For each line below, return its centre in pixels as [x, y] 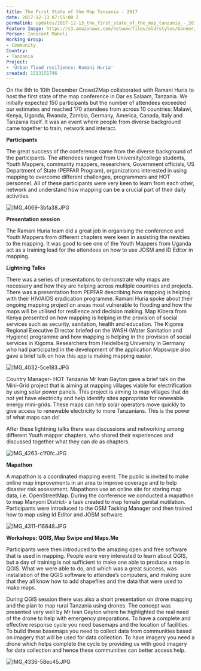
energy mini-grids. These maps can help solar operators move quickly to [96, 404]
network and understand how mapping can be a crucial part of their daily [96, 190]
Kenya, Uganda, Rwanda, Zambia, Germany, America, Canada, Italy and [95, 116]
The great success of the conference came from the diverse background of [99, 152]
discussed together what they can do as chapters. [68, 442]
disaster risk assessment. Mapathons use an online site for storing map [94, 489]
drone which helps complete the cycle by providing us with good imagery [97, 644]
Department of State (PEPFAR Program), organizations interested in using [97, 171]
